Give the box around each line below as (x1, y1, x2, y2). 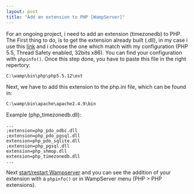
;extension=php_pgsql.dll (6, 143, 70, 149)
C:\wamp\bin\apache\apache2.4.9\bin (6, 101, 96, 106)
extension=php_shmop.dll (6, 148, 67, 154)
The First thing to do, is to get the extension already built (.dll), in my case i (6, 36, 188, 44)
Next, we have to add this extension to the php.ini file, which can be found (6, 83, 186, 90)
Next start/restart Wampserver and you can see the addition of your (6, 169, 171, 176)
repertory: (6, 61, 31, 68)
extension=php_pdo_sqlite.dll (6, 138, 81, 144)
